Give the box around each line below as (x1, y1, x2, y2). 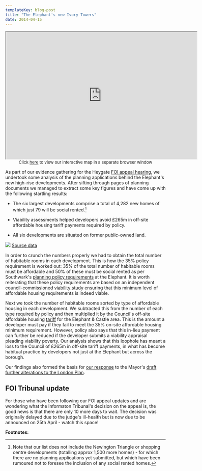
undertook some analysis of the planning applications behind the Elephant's (5, 174, 164, 181)
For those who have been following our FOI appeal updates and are (5, 398, 147, 404)
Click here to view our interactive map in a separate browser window (18, 159, 153, 165)
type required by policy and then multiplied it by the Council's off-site (5, 311, 151, 317)
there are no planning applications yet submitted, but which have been (12, 454, 161, 461)
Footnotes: (5, 429, 29, 435)
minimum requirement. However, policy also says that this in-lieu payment (5, 327, 160, 334)
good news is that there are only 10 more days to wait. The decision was (5, 408, 157, 414)
